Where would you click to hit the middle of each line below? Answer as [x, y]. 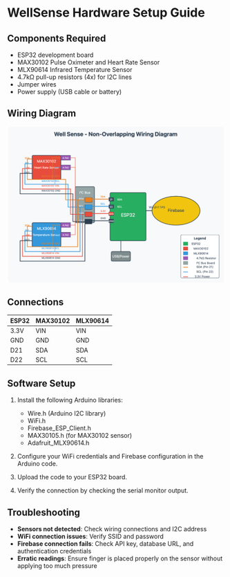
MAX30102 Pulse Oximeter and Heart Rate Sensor [88, 62]
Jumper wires [37, 84]
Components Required [57, 38]
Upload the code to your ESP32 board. [72, 477]
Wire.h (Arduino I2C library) [67, 414]
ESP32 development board [55, 55]
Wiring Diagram [42, 113]
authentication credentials [54, 551]
